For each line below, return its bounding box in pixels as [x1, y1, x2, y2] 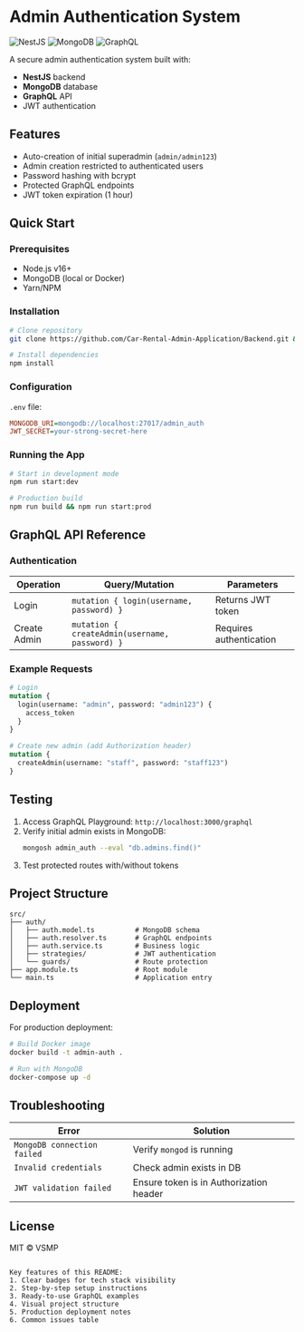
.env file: [9, 401, 43, 412]
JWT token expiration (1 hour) [22, 189, 134, 200]
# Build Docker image [9, 1040, 91, 1049]
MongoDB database [22, 81, 98, 92]
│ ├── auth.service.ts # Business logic [9, 941, 201, 951]
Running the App [9, 449, 85, 462]
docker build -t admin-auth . [9, 1048, 124, 1057]
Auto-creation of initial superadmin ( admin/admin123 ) [22, 151, 217, 161]
